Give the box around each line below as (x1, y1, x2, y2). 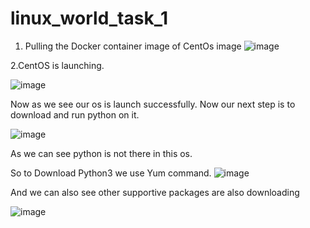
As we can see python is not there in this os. (10, 147, 193, 159)
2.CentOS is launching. (10, 59, 105, 71)
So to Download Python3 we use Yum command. (10, 167, 212, 179)
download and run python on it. (10, 108, 140, 121)
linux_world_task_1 (10, 7, 169, 30)
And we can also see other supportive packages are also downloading (10, 186, 300, 198)
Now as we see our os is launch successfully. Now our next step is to (10, 98, 296, 110)
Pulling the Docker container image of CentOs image (24, 40, 242, 52)
